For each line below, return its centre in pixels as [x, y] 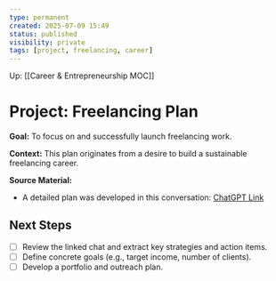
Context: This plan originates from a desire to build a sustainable [128, 154]
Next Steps [41, 225]
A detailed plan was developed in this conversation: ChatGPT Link [143, 197]
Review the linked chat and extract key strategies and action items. [145, 246]
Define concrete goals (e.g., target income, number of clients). [137, 257]
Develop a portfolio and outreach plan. [93, 267]
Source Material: [41, 181]
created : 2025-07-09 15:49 [59, 26]
